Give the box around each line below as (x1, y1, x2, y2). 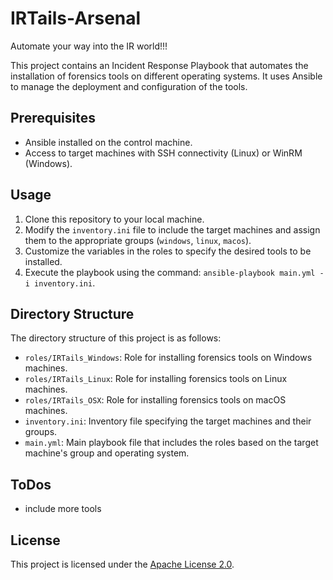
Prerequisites (10, 110, 96, 127)
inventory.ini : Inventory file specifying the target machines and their (24, 415, 312, 427)
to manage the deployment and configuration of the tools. (10, 80, 248, 92)
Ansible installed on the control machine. (24, 136, 193, 148)
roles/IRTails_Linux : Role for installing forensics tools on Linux (24, 373, 288, 385)
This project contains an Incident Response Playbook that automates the (10, 59, 309, 71)
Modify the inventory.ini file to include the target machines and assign (24, 223, 321, 236)
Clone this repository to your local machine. (24, 213, 205, 225)
